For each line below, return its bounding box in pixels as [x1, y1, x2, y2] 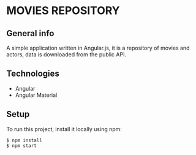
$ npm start [6, 142, 37, 149]
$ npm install [6, 137, 43, 143]
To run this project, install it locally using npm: [6, 125, 123, 132]
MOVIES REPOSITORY [6, 4, 120, 18]
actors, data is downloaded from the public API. [6, 51, 127, 58]
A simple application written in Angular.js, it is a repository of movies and [6, 44, 190, 51]
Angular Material [15, 91, 58, 99]
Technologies [6, 69, 60, 79]
